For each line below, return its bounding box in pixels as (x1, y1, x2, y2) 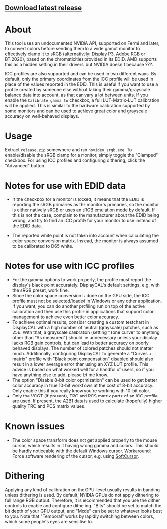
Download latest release (5, 4, 82, 12)
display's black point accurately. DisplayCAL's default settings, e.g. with (12, 282, 160, 288)
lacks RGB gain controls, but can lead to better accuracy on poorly (12, 340, 149, 346)
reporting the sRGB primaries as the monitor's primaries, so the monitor (12, 202, 159, 208)
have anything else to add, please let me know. (12, 372, 108, 378)
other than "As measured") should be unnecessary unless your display (12, 335, 158, 341)
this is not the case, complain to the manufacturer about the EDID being (12, 212, 159, 218)
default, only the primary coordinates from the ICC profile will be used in (5, 76, 153, 82)
